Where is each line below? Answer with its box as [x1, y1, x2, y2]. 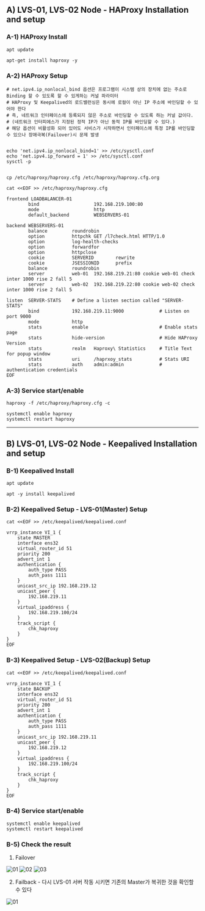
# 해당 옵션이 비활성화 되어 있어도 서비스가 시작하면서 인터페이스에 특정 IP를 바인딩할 [6, 125, 195, 131]
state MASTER [17, 535, 51, 541]
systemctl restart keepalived [6, 826, 84, 832]
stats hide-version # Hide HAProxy [28, 335, 198, 341]
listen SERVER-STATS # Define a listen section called [6, 297, 160, 303]
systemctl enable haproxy [6, 411, 72, 417]
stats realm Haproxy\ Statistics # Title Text [28, 345, 192, 352]
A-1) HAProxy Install [6, 33, 67, 42]
